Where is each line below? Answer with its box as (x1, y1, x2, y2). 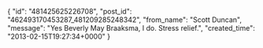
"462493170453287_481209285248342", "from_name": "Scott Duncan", (7, 15, 242, 24)
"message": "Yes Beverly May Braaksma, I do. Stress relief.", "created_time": (7, 24, 255, 32)
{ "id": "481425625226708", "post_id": (7, 7, 132, 16)
